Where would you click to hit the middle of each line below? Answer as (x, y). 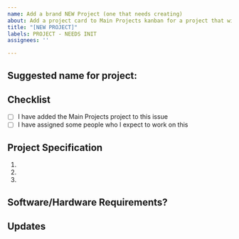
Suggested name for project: (72, 75)
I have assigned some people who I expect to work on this (103, 124)
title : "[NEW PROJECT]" (43, 27)
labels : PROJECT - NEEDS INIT (52, 34)
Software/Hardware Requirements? (88, 202)
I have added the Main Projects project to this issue (93, 117)
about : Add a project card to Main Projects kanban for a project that (116, 21)
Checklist (29, 99)
